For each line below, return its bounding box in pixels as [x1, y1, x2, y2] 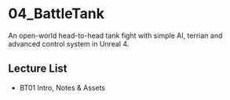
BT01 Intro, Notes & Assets [19, 83, 106, 92]
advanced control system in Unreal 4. [8, 39, 130, 48]
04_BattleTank [8, 5, 104, 23]
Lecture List [8, 62, 68, 76]
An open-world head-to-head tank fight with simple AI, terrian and [8, 31, 223, 40]
